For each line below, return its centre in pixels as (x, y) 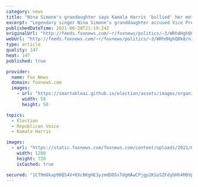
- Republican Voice (35, 126)
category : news (25, 12)
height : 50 (35, 104)
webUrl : (16, 39)
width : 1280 (31, 153)
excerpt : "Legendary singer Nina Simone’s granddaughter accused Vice (95, 22)
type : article (24, 45)
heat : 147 (18, 55)
